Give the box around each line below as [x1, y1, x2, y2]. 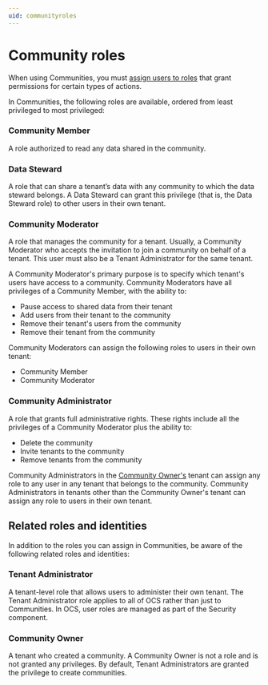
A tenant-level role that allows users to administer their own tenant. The [8, 586, 244, 597]
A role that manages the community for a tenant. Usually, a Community [8, 237, 242, 247]
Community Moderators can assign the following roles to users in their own [8, 343, 256, 353]
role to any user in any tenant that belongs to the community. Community [8, 478, 249, 489]
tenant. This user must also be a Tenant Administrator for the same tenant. [8, 254, 254, 264]
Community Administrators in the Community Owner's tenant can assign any [8, 470, 261, 480]
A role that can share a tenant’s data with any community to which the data [8, 182, 254, 191]
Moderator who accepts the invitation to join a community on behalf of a [8, 245, 246, 255]
